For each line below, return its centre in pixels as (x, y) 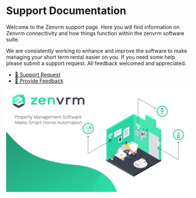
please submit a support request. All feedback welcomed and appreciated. (96, 63)
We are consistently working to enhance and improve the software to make (97, 50)
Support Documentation (66, 11)
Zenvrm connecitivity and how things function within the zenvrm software (95, 33)
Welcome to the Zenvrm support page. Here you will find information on (93, 27)
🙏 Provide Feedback (39, 81)
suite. (13, 39)
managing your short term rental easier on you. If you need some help (91, 57)
